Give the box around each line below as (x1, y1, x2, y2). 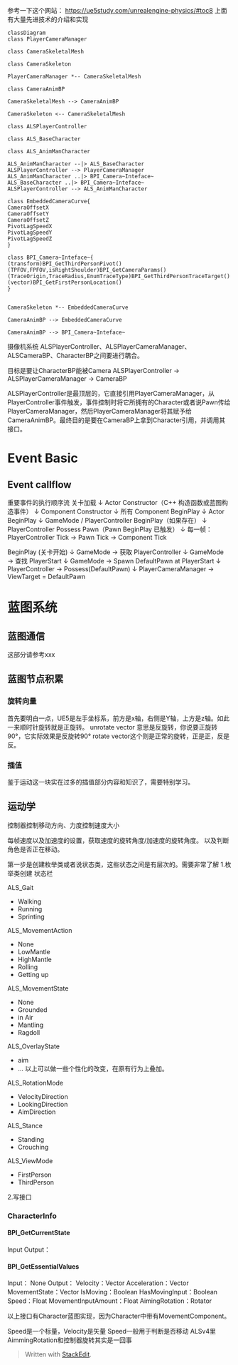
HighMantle (17, 955, 52, 963)
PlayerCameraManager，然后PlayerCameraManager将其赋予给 (7, 407, 192, 415)
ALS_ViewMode (7, 1156, 53, 1165)
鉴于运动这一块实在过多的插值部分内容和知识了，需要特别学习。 (7, 777, 194, 786)
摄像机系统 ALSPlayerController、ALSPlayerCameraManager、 (7, 342, 191, 351)
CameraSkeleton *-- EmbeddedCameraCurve (7, 304, 129, 311)
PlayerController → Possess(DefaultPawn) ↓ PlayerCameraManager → (7, 565, 215, 573)
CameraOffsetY (7, 210, 50, 218)
